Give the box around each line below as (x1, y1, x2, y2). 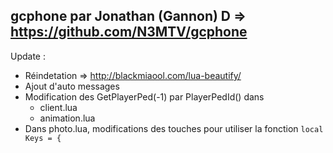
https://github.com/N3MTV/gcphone (10, 24, 248, 41)
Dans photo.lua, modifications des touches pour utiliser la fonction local (24, 122, 324, 134)
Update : (10, 50, 46, 62)
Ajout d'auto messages (24, 80, 120, 92)
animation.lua (39, 112, 96, 124)
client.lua (39, 101, 78, 113)
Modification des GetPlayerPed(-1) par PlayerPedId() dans (24, 90, 265, 103)
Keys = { (24, 133, 62, 143)
